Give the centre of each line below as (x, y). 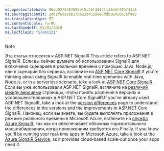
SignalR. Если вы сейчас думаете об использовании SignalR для (72, 61)
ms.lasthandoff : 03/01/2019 (34, 28)
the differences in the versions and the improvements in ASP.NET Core (76, 108)
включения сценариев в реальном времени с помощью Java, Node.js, (79, 66)
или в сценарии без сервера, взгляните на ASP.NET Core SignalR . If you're (82, 71)
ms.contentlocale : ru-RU (30, 23)
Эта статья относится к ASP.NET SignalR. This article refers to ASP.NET (78, 56)
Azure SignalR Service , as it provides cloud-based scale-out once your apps (82, 139)
